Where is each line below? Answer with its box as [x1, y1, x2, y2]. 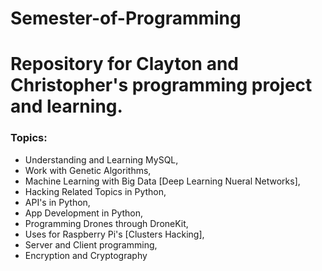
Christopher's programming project [10, 74, 313, 97]
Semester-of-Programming [10, 7, 242, 30]
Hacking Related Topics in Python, [24, 185, 167, 197]
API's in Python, [24, 196, 91, 208]
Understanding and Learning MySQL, [24, 153, 179, 166]
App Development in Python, [24, 207, 144, 219]
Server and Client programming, [24, 238, 158, 251]
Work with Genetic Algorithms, [24, 164, 152, 176]
